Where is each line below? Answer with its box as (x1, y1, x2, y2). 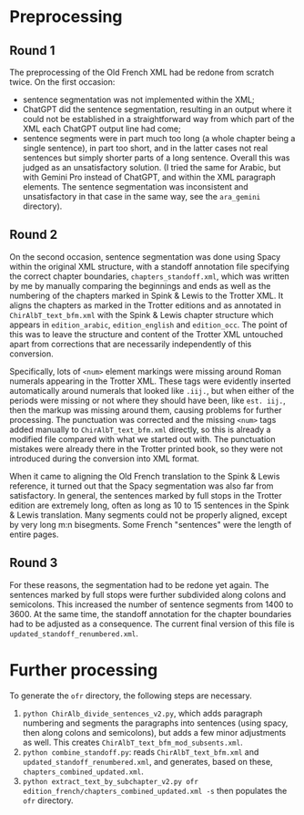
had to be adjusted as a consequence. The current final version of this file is (9, 618, 295, 629)
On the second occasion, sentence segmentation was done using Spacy (9, 251, 281, 262)
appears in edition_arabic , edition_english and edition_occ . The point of (9, 319, 289, 330)
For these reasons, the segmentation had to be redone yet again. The (9, 579, 269, 590)
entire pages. (9, 529, 59, 540)
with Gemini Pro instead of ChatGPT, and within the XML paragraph (22, 171, 276, 182)
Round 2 (9, 227, 57, 242)
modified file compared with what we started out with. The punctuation (9, 433, 276, 444)
